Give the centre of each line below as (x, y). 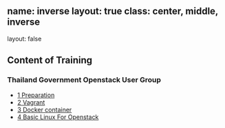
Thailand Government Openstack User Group (84, 80)
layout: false (24, 39)
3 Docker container (44, 109)
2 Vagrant (31, 102)
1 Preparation (36, 95)
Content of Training (50, 60)
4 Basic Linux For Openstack (58, 117)
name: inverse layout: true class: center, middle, (113, 11)
